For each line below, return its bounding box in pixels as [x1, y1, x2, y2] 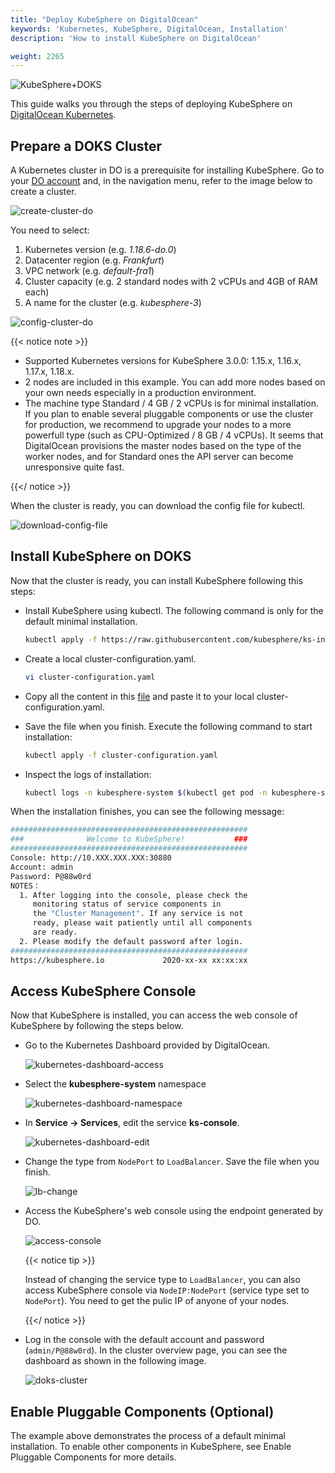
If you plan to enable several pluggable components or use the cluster [24, 408, 314, 420]
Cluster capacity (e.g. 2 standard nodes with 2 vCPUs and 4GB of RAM [24, 276, 318, 288]
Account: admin [10, 862, 74, 872]
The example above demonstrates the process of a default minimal [10, 1430, 286, 1442]
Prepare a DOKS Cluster [10, 137, 163, 155]
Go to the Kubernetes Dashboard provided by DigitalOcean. [24, 1039, 271, 1051]
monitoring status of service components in [32, 899, 222, 910]
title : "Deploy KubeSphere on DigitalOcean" [10, 14, 199, 25]
